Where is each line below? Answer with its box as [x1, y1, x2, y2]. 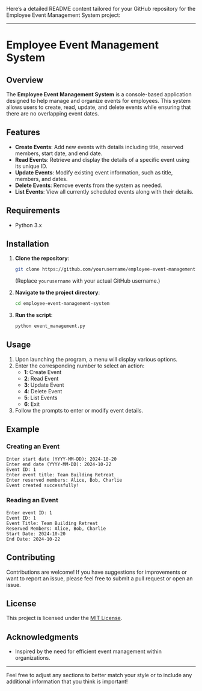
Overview [6, 75, 44, 85]
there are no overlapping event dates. [6, 110, 99, 117]
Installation [6, 239, 49, 249]
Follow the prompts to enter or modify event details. [14, 407, 143, 414]
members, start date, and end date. [14, 150, 103, 157]
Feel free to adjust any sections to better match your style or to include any [6, 672, 192, 679]
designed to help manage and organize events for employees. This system [6, 97, 191, 104]
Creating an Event [6, 442, 60, 450]
